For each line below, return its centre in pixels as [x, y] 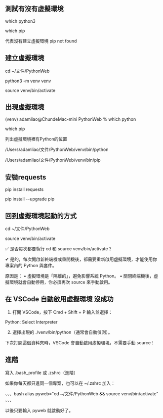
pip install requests [24, 189]
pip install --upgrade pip [30, 199]
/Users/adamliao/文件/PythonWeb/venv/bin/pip [53, 160]
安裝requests [26, 177]
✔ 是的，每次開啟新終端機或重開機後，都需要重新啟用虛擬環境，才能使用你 [81, 259]
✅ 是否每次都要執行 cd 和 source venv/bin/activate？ [59, 249]
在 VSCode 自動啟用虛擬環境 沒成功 [59, 299]
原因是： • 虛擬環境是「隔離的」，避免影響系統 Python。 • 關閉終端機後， [80, 276]
